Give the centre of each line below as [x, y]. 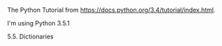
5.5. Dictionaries [31, 36]
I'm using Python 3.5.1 [39, 23]
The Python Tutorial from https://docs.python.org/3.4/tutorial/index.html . [111, 10]
